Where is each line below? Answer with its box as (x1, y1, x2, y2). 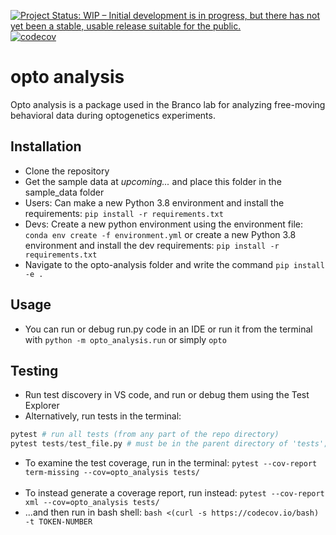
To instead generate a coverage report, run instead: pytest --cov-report (24, 487, 325, 499)
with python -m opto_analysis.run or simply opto (24, 333, 227, 345)
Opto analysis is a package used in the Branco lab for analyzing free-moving (10, 98, 326, 110)
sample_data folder (24, 186, 105, 198)
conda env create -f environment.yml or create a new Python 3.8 (24, 228, 297, 240)
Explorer (24, 400, 60, 412)
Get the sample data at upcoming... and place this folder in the (24, 175, 282, 187)
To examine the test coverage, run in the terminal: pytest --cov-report (24, 457, 318, 469)
